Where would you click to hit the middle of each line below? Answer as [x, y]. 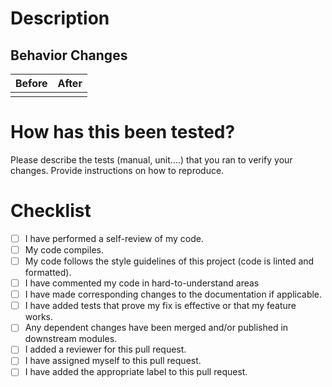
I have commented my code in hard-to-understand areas [142, 283]
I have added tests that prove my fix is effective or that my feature [160, 306]
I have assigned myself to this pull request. [113, 361]
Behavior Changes [69, 55]
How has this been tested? [123, 132]
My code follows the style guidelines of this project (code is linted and [169, 261]
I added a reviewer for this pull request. [105, 349]
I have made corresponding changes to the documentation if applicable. [173, 294]
